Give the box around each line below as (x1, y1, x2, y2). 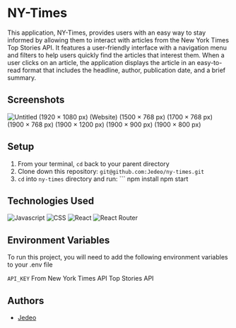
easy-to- (196, 58, 223, 66)
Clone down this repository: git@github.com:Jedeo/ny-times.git (17, 167, 205, 175)
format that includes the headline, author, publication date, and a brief (22, 66, 226, 74)
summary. (7, 73, 37, 82)
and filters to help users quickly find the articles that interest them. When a (7, 51, 225, 59)
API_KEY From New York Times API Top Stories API (7, 274, 154, 283)
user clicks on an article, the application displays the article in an (7, 58, 196, 66)
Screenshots (7, 94, 65, 106)
